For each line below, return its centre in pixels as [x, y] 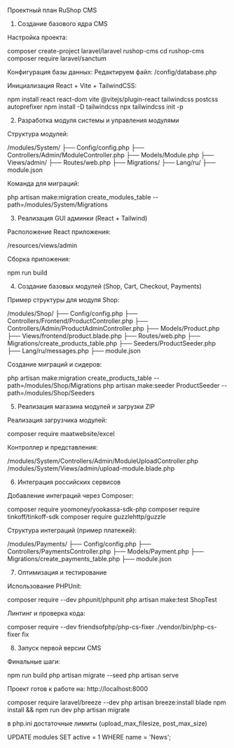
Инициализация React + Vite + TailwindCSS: [72, 86]
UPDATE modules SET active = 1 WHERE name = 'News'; [89, 737]
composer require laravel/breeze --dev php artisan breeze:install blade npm [117, 702]
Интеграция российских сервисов [69, 482]
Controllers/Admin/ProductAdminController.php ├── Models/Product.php [113, 328]
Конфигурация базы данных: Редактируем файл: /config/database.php [112, 72]
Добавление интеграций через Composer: [71, 496]
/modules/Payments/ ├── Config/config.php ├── [80, 544]
